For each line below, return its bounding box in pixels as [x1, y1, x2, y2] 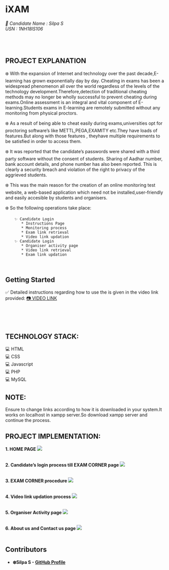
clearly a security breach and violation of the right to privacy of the [5, 166, 146, 172]
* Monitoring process [21, 225, 67, 230]
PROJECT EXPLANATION [5, 57, 86, 65]
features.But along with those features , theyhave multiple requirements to [5, 133, 160, 139]
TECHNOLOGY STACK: [5, 332, 79, 341]
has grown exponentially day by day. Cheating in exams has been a [23, 78, 164, 84]
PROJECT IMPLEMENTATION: [5, 432, 101, 441]
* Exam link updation [21, 252, 67, 257]
